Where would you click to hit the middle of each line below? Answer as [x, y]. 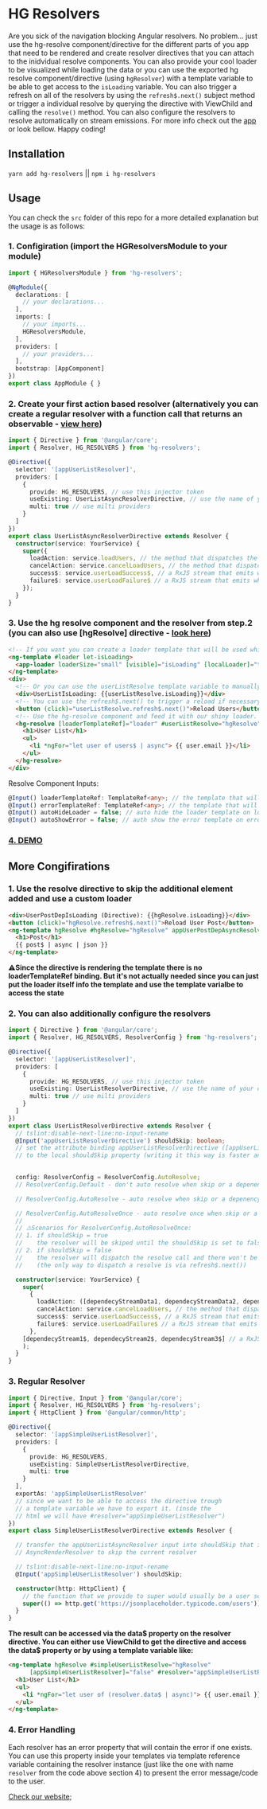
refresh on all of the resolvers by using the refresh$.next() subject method [132, 95]
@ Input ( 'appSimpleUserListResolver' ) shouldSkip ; [99, 1574]
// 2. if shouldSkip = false [64, 1251]
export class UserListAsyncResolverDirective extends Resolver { [118, 536]
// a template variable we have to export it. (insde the [114, 1508]
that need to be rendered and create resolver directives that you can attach [131, 53]
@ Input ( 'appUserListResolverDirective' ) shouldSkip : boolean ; [120, 1141]
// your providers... [58, 354]
